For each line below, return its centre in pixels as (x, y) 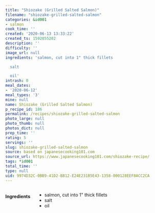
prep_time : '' (20, 133)
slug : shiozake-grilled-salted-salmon (47, 147)
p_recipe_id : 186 (24, 109)
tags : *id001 (19, 161)
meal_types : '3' (23, 95)
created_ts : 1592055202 (31, 39)
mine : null (17, 100)
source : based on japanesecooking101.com (50, 152)
